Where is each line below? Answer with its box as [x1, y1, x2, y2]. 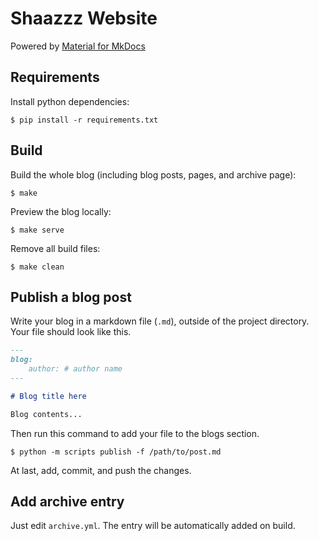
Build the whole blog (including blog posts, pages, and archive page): [10, 168, 297, 181]
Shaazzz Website [10, 7, 158, 30]
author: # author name [28, 364, 123, 374]
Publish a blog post [10, 288, 132, 306]
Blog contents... [10, 409, 83, 419]
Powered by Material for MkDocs [10, 40, 146, 52]
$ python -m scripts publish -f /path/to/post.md [10, 447, 222, 457]
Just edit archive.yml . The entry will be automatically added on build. [10, 520, 296, 532]
